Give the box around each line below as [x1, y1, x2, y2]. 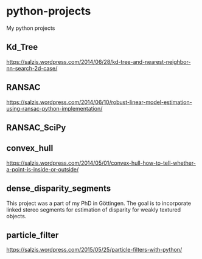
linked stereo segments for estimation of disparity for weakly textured [6, 205, 181, 213]
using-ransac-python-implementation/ [6, 105, 103, 112]
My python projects [6, 24, 55, 32]
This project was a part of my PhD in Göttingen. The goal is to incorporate [6, 199, 192, 207]
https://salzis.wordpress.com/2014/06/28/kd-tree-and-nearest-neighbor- [6, 58, 191, 65]
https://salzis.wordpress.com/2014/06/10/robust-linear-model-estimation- [6, 98, 193, 106]
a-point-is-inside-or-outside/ [6, 165, 79, 173]
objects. [6, 212, 27, 219]
